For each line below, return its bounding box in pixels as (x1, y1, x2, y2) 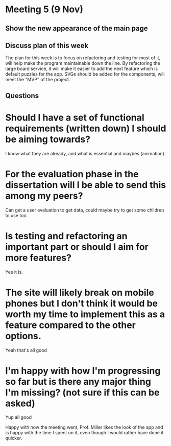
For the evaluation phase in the (5, 168, 139, 180)
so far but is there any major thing (5, 375, 152, 387)
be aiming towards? (5, 133, 91, 145)
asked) (5, 397, 35, 409)
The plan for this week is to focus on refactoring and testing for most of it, (5, 55, 161, 61)
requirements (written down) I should (5, 123, 166, 134)
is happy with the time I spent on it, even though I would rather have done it (5, 430, 164, 436)
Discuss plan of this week (5, 41, 88, 50)
